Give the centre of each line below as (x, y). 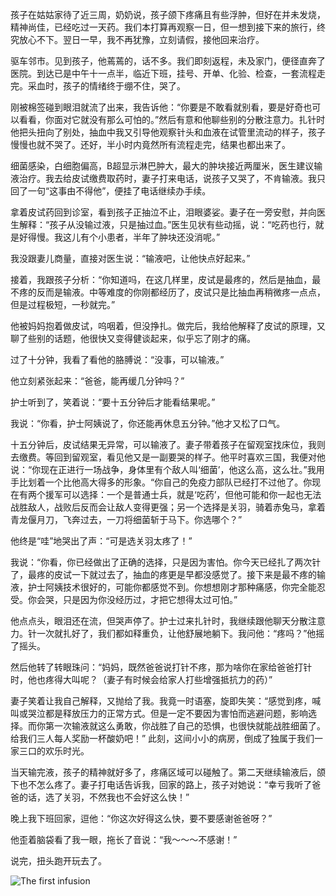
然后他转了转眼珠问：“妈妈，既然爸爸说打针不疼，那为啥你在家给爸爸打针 (161, 667)
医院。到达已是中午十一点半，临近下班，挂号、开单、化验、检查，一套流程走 (168, 73)
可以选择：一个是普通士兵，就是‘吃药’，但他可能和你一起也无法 (192, 494)
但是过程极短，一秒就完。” (63, 304)
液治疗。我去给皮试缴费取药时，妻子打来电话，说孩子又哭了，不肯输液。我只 (168, 178)
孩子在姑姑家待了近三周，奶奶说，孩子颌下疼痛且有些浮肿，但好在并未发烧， (168, 14)
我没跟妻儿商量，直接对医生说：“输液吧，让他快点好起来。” (130, 258)
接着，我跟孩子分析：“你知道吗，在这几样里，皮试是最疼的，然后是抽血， (161, 279)
